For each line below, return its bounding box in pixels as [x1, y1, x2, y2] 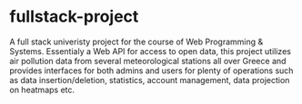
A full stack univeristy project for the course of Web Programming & [9, 36, 264, 47]
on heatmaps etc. [9, 84, 75, 95]
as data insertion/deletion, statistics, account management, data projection [9, 74, 290, 85]
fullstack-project [9, 6, 139, 27]
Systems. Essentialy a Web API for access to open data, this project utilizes [9, 45, 291, 56]
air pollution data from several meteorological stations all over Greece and [9, 55, 287, 66]
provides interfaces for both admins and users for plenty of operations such [9, 65, 294, 76]
